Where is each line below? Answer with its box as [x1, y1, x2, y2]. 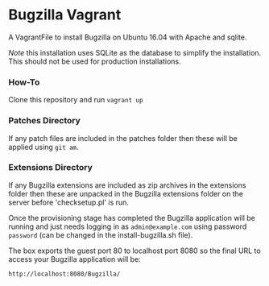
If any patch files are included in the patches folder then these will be [8, 133, 238, 143]
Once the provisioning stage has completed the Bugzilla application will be [8, 213, 255, 222]
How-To [8, 77, 40, 88]
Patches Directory [8, 115, 81, 126]
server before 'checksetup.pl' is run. [8, 197, 129, 207]
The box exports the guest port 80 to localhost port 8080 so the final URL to [8, 246, 261, 255]
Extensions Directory [8, 162, 93, 173]
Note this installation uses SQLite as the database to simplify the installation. [8, 48, 262, 57]
